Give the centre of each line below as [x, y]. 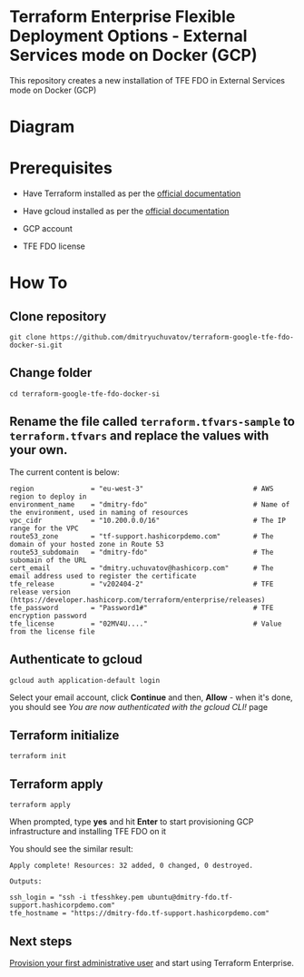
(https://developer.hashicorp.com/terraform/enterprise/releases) [137, 600]
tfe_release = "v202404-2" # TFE [142, 584]
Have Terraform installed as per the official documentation [132, 193]
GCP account [47, 229]
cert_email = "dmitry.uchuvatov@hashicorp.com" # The [142, 568]
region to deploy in [49, 497]
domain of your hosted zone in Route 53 [87, 544]
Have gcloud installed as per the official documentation [126, 212]
